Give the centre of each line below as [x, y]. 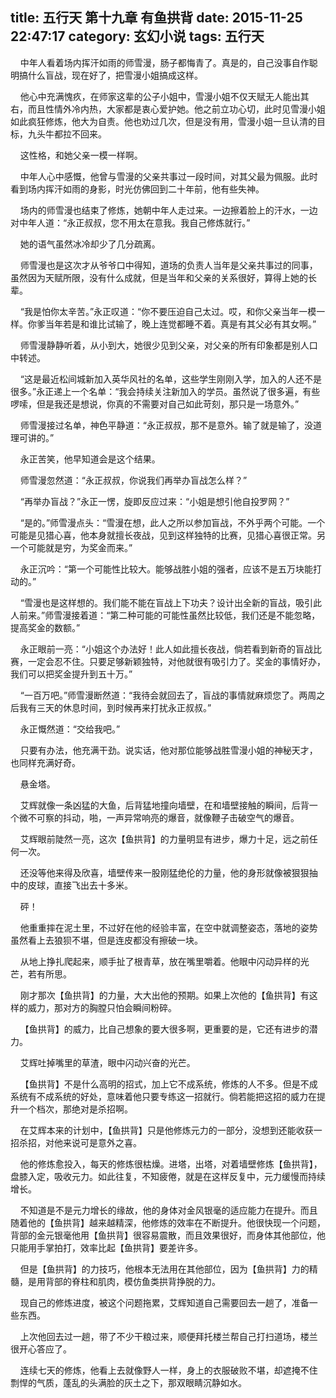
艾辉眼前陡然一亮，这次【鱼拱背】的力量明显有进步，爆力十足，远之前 [164, 839]
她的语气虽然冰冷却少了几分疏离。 [90, 244]
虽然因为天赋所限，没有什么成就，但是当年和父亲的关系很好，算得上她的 [159, 277]
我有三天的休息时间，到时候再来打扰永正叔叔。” [115, 707]
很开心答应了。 [41, 1349]
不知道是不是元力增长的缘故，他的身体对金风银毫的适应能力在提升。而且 [168, 1210]
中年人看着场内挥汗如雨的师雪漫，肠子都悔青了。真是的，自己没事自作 [164, 62]
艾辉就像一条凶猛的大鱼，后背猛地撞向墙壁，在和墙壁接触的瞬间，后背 [164, 805]
